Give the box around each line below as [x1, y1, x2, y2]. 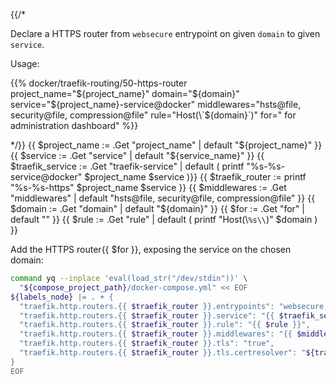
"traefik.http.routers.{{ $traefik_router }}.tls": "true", [19, 339, 275, 349]
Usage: [10, 58, 40, 69]
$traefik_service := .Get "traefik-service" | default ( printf [10, 160, 245, 172]
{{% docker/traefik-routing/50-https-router [10, 77, 188, 89]
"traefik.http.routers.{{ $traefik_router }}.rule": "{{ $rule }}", [19, 320, 311, 330]
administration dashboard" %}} [10, 120, 139, 131]
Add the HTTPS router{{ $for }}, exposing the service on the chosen [10, 244, 292, 255]
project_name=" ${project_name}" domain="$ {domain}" [10, 88, 240, 99]
